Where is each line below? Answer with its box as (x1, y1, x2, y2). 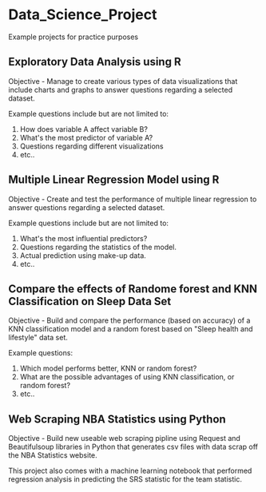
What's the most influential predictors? (19, 233, 148, 243)
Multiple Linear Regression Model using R (8, 173, 220, 187)
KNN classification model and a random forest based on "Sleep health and (8, 324, 253, 334)
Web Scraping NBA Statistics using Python (8, 412, 226, 426)
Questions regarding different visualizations (19, 141, 164, 151)
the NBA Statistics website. (8, 450, 97, 460)
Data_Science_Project (8, 6, 157, 24)
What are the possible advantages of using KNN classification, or (19, 372, 235, 382)
